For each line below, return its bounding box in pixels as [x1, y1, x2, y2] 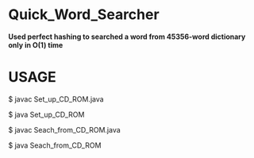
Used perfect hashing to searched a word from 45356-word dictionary [8, 32, 246, 41]
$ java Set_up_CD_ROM [8, 110, 85, 119]
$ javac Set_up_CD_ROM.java [8, 94, 105, 104]
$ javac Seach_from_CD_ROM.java [8, 125, 121, 134]
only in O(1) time [8, 40, 63, 49]
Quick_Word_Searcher [8, 6, 160, 24]
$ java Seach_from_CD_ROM [8, 141, 102, 150]
